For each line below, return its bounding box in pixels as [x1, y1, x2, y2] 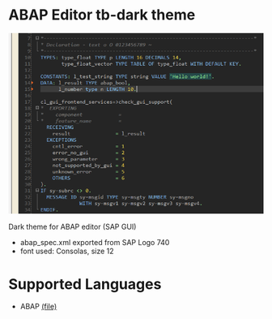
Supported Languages [8, 274, 162, 293]
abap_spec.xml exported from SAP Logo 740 [19, 238, 170, 248]
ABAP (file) [19, 302, 57, 312]
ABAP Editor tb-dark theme [8, 6, 196, 24]
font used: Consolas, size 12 [19, 246, 115, 256]
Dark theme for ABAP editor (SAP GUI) [8, 222, 137, 232]
